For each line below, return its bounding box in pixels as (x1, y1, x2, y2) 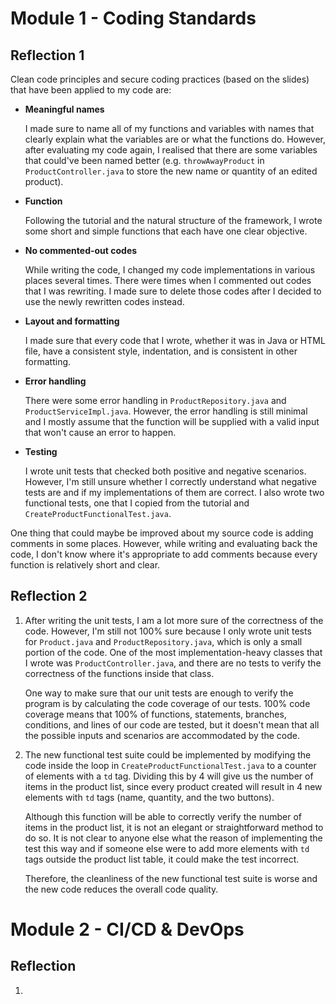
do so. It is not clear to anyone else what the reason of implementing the (24, 832, 323, 844)
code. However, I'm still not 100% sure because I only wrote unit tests (24, 625, 312, 637)
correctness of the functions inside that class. (24, 667, 215, 679)
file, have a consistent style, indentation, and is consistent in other (24, 345, 298, 357)
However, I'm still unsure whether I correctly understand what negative (24, 476, 317, 487)
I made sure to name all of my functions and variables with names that (24, 123, 315, 134)
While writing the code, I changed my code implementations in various (24, 264, 316, 276)
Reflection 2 (10, 588, 88, 605)
